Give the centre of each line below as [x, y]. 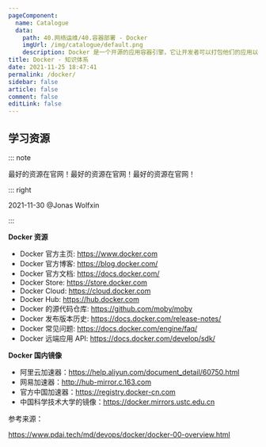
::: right [20, 189]
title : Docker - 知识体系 [49, 60]
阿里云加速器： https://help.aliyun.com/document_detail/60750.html [129, 372]
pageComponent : [33, 15]
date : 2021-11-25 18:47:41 [53, 67]
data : [25, 30]
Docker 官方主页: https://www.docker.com [89, 254]
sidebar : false [33, 82]
